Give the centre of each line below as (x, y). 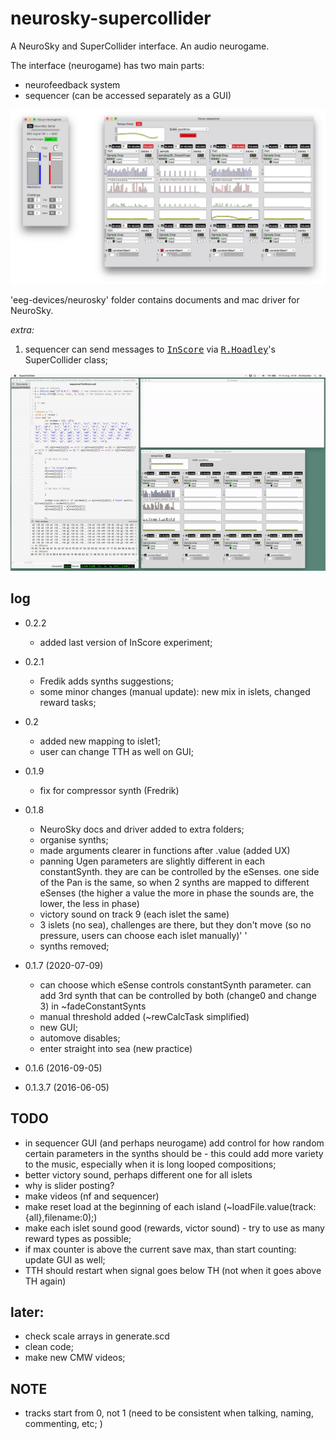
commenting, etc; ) (63, 1424)
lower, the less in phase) (89, 903)
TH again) (45, 1281)
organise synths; (74, 839)
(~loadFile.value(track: (270, 1206)
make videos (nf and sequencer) (92, 1196)
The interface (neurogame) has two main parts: (107, 65)
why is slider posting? (69, 1185)
